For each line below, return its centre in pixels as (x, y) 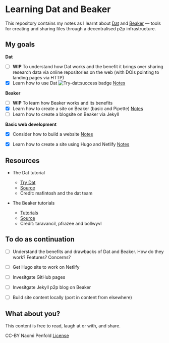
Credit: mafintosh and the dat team (56, 193)
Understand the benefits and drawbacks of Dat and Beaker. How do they (88, 252)
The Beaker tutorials (34, 203)
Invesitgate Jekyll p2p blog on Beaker (52, 287)
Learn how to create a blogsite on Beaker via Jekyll (66, 114)
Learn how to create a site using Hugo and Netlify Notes (71, 144)
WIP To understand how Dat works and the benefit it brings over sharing (88, 66)
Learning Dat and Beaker (58, 9)
